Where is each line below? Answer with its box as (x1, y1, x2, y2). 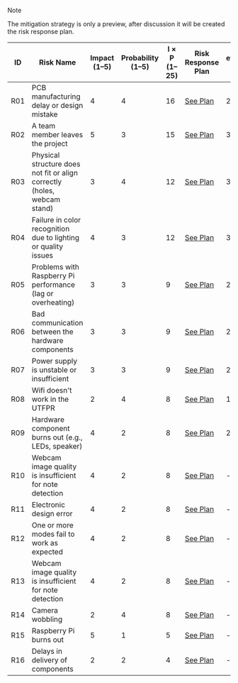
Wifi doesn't (31, 386, 72, 395)
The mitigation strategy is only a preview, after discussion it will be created (7, 20, 225, 28)
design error (31, 509, 73, 518)
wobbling (31, 614, 63, 624)
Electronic (31, 500, 66, 510)
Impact (90, 53, 115, 62)
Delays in (31, 646, 62, 656)
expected (31, 547, 64, 557)
